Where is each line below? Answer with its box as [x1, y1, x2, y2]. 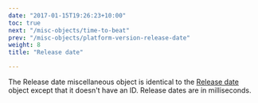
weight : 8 [8, 41, 41, 49]
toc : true [8, 19, 41, 27]
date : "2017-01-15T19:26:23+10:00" [8, 11, 127, 20]
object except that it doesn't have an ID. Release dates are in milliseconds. [8, 86, 252, 95]
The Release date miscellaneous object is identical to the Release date [8, 77, 239, 86]
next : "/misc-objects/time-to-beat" [8, 26, 130, 34]
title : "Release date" [8, 48, 84, 56]
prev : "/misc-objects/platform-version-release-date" [8, 33, 191, 42]
